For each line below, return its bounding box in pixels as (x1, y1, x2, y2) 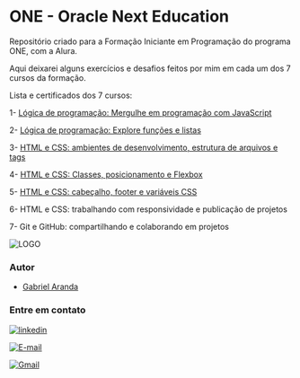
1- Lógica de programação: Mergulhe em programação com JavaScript (9, 107, 272, 118)
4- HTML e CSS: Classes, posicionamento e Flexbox (9, 169, 204, 180)
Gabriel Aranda (22, 281, 79, 293)
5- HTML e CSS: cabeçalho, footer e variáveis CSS (9, 186, 198, 197)
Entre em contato (9, 303, 86, 316)
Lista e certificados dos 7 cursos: (9, 90, 133, 101)
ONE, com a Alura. (9, 45, 78, 56)
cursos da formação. (9, 72, 87, 83)
